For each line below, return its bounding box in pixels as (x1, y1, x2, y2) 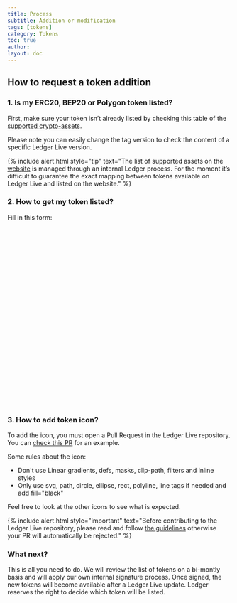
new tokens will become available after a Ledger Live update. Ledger (7, 580, 209, 589)
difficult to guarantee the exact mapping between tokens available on (7, 171, 210, 180)
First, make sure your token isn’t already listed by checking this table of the (7, 114, 227, 122)
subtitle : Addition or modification (7, 17, 116, 24)
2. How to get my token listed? (7, 197, 114, 207)
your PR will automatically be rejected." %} (7, 531, 133, 540)
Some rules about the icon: (7, 452, 87, 461)
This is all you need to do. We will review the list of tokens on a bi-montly (7, 565, 221, 574)
